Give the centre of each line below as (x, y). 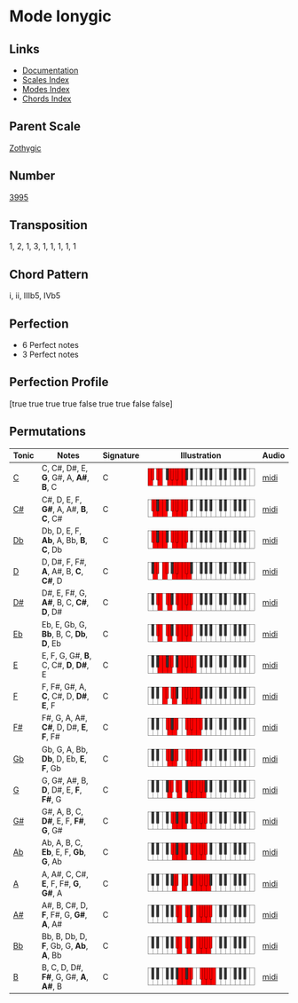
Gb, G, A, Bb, (65, 749)
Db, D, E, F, (62, 531)
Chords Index (47, 99)
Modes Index (46, 89)
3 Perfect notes (51, 355)
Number (32, 176)
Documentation (50, 70)
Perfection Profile (59, 382)
